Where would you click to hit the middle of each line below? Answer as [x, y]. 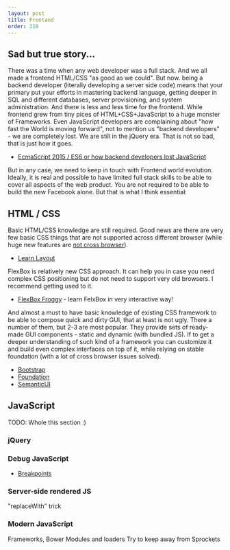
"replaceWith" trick [35, 506]
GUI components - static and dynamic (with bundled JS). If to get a [119, 334]
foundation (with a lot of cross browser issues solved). [85, 356]
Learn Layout [36, 258]
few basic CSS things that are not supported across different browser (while [115, 237]
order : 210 [23, 26]
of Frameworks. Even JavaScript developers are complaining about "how [111, 122]
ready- [199, 327]
